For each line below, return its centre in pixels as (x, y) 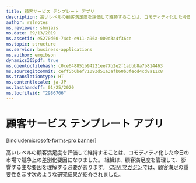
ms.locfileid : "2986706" (36, 93)
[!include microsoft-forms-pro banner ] (51, 140)
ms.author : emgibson (31, 55)
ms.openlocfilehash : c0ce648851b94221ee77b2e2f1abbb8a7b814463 (85, 66)
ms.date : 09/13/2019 (31, 33)
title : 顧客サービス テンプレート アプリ (50, 11)
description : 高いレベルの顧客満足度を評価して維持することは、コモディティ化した (94, 17)
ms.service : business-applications (49, 50)
